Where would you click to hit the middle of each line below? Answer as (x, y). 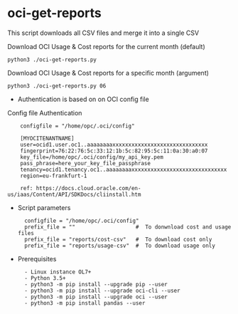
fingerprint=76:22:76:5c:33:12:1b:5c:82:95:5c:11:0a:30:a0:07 (114, 151)
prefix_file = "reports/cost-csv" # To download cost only (118, 239)
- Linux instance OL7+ (58, 272)
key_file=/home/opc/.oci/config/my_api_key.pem (92, 157)
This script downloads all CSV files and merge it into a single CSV (103, 33)
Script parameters (44, 207)
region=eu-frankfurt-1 (54, 176)
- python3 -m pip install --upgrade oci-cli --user (102, 291)
